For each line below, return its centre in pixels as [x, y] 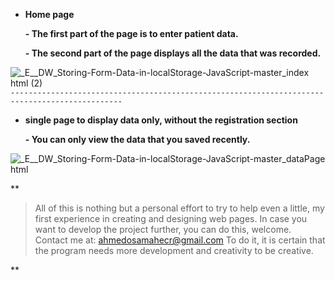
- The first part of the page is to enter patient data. [131, 33]
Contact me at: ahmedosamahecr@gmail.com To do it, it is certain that [180, 240]
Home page [49, 14]
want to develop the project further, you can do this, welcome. [163, 229]
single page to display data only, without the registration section [161, 120]
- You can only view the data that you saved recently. [137, 139]
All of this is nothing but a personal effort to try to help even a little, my [179, 208]
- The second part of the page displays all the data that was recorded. [173, 53]
